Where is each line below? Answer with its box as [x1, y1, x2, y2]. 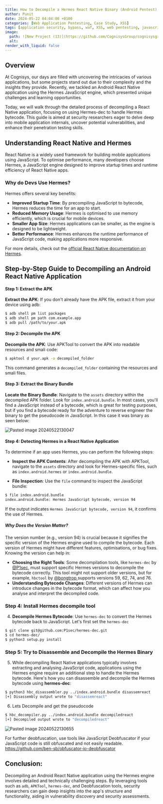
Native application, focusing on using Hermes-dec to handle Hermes [5, 109, 143, 115]
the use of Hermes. [5, 511, 44, 517]
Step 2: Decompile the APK [5, 331, 61, 337]
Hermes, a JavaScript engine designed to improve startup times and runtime [5, 162, 158, 168]
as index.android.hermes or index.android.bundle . [12, 469, 113, 475]
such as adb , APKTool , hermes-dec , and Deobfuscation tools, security [5, 783, 140, 788]
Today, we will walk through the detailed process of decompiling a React [5, 104, 150, 110]
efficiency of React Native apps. [5, 167, 69, 173]
